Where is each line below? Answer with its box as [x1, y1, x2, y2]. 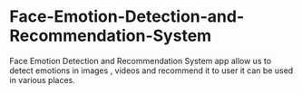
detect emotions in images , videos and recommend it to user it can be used [9, 65, 294, 76]
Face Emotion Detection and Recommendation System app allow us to [9, 55, 272, 66]
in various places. [9, 74, 75, 85]
